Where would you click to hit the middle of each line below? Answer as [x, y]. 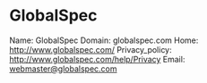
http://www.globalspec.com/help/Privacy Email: [97, 59]
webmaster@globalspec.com [63, 69]
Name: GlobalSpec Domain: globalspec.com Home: [104, 40]
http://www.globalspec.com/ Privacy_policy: [91, 49]
